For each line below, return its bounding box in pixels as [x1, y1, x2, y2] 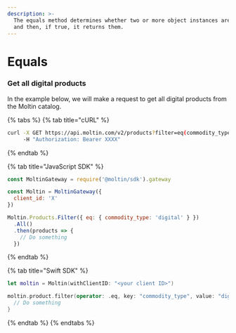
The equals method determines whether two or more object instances [13, 17, 218, 24]
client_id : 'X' [13, 195, 58, 202]
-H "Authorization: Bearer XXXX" [22, 136, 121, 143]
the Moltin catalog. [7, 102, 62, 110]
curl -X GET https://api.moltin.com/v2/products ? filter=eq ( [7, 129, 188, 136]
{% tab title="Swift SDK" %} [7, 266, 89, 275]
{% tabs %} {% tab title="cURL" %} [7, 115, 110, 124]
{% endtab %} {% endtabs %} [7, 318, 95, 327]
